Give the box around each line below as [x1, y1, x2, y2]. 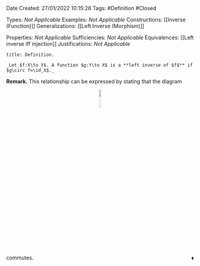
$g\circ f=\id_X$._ [6, 67, 55, 73]
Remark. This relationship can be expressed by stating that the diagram [6, 78, 182, 85]
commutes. [6, 254, 34, 261]
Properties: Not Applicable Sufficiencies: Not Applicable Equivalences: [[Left [6, 34, 194, 41]
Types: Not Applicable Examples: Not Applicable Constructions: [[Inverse [6, 16, 186, 23]
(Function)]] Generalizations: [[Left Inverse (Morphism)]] [6, 23, 145, 29]
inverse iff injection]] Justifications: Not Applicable [6, 40, 131, 47]
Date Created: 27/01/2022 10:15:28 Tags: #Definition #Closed [6, 5, 157, 11]
